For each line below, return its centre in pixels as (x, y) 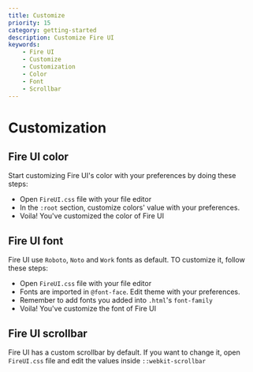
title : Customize (37, 15)
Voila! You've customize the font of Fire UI (87, 309)
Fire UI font (36, 241)
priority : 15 (30, 23)
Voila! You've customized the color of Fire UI (91, 216)
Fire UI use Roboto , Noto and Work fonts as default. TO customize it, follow (127, 260)
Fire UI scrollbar (48, 333)
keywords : (24, 45)
